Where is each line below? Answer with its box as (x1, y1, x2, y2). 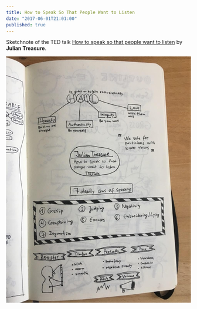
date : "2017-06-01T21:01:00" (6, 15, 77, 22)
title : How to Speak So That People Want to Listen (6, 9, 135, 15)
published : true (6, 22, 46, 28)
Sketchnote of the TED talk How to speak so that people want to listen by (6, 39, 183, 46)
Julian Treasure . (6, 45, 47, 52)
